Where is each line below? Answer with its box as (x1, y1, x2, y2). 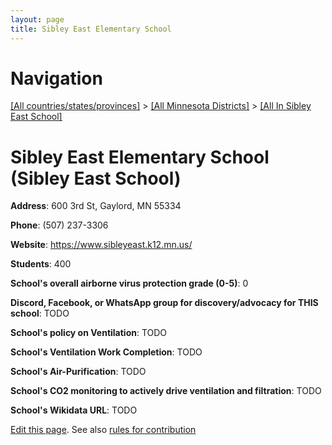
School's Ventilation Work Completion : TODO (10, 346, 203, 358)
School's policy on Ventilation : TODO (10, 327, 168, 339)
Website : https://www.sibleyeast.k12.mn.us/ (10, 239, 193, 251)
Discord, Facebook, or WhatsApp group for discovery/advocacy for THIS (10, 297, 319, 309)
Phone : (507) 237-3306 (10, 219, 109, 231)
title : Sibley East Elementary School (10, 24, 172, 34)
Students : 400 (10, 258, 72, 270)
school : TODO (10, 307, 70, 320)
